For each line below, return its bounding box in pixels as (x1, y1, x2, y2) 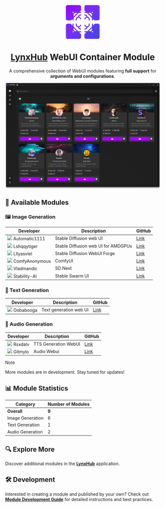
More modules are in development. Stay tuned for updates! (5, 369, 125, 375)
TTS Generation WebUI (33, 341, 80, 347)
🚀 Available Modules (5, 198, 69, 207)
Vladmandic (13, 266, 38, 272)
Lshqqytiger (13, 243, 38, 249)
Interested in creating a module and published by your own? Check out (5, 491, 149, 497)
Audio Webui (33, 348, 60, 354)
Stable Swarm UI (55, 273, 89, 279)
